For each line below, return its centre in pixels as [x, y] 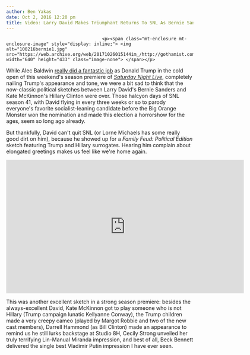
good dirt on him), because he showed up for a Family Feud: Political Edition [99, 139]
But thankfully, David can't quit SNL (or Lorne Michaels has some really [93, 133]
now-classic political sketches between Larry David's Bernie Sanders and [96, 90]
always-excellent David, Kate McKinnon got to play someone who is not [94, 308]
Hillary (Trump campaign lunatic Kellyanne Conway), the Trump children [94, 315]
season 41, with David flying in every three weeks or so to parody [86, 102]
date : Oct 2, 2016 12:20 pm [41, 17]
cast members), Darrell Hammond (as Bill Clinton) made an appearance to [96, 327]
